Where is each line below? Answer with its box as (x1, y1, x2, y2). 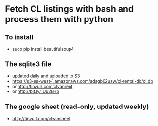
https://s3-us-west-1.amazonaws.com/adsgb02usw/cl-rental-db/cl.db (12, 78, 153, 84)
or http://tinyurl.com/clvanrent (12, 83, 73, 89)
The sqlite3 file (5, 60, 52, 69)
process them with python (5, 14, 113, 25)
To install (5, 33, 34, 41)
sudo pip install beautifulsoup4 (12, 46, 74, 52)
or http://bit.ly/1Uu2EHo (12, 89, 59, 94)
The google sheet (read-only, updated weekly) (5, 103, 149, 111)
